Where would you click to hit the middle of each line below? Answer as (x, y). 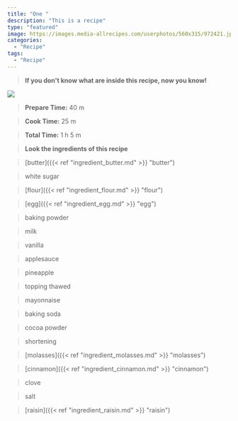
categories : (25, 40)
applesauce (42, 258)
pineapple (39, 272)
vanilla (34, 245)
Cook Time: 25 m (50, 121)
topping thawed (47, 286)
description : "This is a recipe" (57, 21)
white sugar (42, 176)
